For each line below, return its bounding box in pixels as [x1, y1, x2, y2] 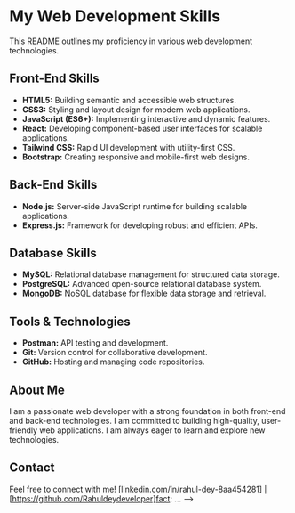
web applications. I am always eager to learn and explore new [39, 425, 266, 436]
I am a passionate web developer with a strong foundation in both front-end [9, 406, 286, 416]
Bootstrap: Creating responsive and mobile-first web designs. [21, 151, 251, 162]
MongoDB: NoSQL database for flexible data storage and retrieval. [21, 288, 267, 299]
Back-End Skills [9, 177, 98, 192]
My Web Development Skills [9, 6, 220, 27]
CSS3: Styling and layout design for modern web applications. [21, 104, 251, 115]
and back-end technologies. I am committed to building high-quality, [9, 416, 260, 426]
